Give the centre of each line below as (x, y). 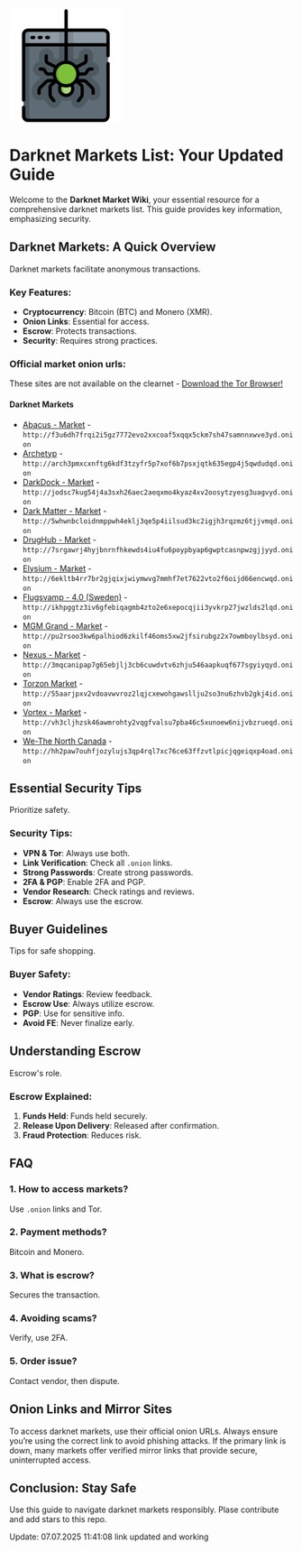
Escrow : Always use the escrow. (83, 900)
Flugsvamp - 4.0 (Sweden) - (75, 597)
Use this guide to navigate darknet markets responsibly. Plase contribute (144, 1509)
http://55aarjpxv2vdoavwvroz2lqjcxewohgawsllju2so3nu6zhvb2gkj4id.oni (158, 694)
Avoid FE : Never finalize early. (78, 1022)
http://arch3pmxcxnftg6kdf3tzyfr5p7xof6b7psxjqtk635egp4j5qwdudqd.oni (158, 464)
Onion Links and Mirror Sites (91, 1410)
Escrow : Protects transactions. (80, 331)
